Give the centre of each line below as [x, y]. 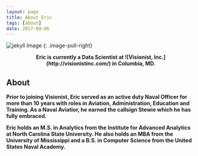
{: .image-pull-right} [68, 46]
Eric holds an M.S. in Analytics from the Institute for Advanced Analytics [98, 128]
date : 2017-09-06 [28, 28]
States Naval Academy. [36, 147]
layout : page [22, 12]
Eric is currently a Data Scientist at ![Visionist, [94, 57]
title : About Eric [29, 17]
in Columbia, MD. [134, 64]
